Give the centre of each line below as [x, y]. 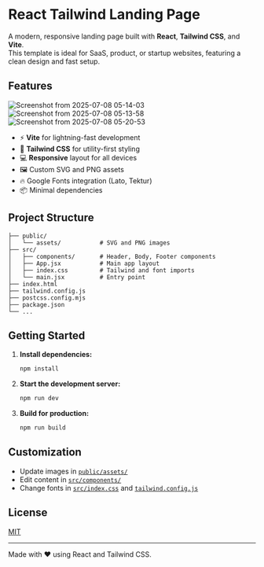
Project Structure [51, 218]
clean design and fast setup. [54, 61]
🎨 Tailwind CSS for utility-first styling [79, 149]
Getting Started [47, 335]
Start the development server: [70, 384]
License [28, 513]
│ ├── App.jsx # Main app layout [84, 263]
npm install [39, 369]
